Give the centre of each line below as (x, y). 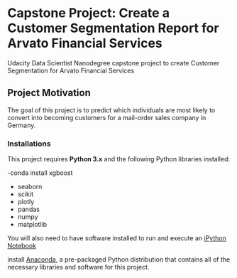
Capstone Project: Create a (89, 13)
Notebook (22, 246)
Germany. (22, 125)
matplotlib (32, 225)
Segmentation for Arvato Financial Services (71, 70)
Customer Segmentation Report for (113, 28)
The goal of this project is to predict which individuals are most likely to (111, 110)
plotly (26, 202)
